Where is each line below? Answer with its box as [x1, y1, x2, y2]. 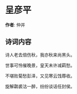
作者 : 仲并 [5, 22, 25, 28]
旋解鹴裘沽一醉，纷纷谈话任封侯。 [5, 83, 75, 89]
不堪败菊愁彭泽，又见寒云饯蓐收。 [5, 73, 75, 79]
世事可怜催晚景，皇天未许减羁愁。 [5, 62, 75, 68]
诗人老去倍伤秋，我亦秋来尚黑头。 [5, 51, 75, 57]
